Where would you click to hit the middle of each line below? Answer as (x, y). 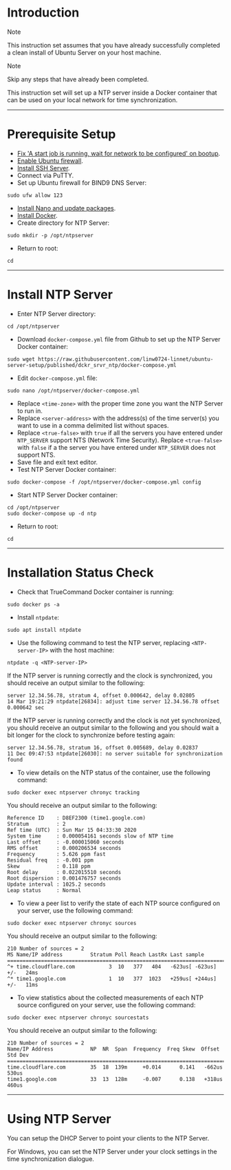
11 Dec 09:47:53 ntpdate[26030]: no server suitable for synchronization (115, 753)
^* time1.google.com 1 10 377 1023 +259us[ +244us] (112, 979)
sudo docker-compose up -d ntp (52, 513)
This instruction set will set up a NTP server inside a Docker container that (112, 92)
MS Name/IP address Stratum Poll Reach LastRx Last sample (106, 954)
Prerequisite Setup (62, 134)
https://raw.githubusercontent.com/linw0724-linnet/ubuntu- (125, 359)
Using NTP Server (59, 1119)
